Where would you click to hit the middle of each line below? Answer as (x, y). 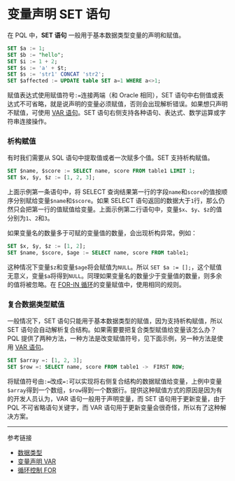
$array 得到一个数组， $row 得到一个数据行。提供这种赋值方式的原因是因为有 (115, 390)
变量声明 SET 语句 (59, 14)
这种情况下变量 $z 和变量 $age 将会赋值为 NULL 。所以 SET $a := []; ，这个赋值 (115, 267)
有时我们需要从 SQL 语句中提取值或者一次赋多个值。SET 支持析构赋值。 (111, 158)
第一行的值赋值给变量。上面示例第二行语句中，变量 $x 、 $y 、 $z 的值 (127, 209)
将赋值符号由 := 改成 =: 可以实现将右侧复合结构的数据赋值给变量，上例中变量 (115, 382)
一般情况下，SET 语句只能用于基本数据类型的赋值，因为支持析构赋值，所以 (115, 321)
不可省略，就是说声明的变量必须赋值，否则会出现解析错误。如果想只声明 (123, 104)
